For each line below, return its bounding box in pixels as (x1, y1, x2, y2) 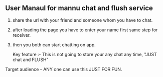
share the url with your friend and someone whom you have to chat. (12, 17, 153, 23)
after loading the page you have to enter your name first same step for (12, 27, 158, 33)
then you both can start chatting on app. (12, 42, 96, 48)
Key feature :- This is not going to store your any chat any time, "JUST (12, 51, 157, 57)
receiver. (12, 32, 31, 38)
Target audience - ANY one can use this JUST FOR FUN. (5, 66, 122, 72)
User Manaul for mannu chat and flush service (5, 4, 153, 12)
